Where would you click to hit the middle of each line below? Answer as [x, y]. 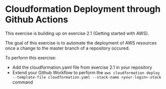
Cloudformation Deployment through [83, 9]
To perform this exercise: [31, 57]
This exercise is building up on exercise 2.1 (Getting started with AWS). [77, 33]
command [23, 82]
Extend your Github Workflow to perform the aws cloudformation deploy [86, 72]
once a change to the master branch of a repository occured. [67, 48]
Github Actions [37, 20]
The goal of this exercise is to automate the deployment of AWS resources [81, 43]
